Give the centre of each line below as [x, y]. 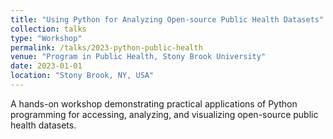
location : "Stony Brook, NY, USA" [82, 76]
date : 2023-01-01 [46, 66]
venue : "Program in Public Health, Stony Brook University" [138, 57]
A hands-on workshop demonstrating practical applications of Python [154, 103]
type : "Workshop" [46, 38]
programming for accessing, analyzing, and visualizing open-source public [164, 114]
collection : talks [48, 29]
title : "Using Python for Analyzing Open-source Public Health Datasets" [167, 19]
